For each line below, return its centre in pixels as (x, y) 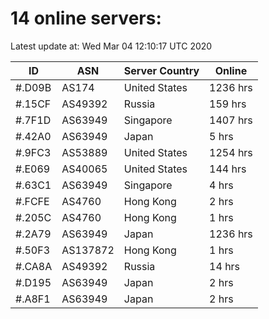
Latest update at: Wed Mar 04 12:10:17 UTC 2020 (111, 46)
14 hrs (225, 266)
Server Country (161, 70)
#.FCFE (32, 201)
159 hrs (228, 104)
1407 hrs (231, 120)
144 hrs (228, 169)
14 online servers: (86, 18)
